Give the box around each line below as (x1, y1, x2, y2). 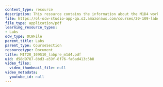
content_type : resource (5, 7, 53, 12)
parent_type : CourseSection (5, 43, 62, 48)
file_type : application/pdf (5, 20, 62, 26)
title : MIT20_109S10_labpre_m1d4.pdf (5, 52, 81, 57)
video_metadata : (5, 70, 38, 75)
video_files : (5, 61, 32, 66)
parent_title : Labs (5, 39, 45, 43)
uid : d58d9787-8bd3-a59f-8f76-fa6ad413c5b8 (5, 57, 95, 61)
